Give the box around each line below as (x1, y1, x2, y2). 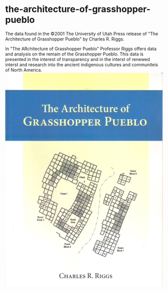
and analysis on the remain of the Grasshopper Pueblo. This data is (5, 51, 143, 57)
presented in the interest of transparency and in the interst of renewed (5, 56, 150, 62)
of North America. (5, 66, 42, 73)
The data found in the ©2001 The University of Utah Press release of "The (5, 30, 158, 36)
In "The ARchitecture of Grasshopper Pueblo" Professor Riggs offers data (5, 45, 156, 51)
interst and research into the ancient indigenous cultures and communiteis (5, 61, 158, 67)
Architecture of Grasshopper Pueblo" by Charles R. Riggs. (5, 36, 124, 42)
